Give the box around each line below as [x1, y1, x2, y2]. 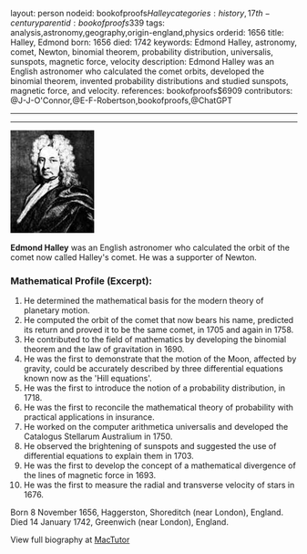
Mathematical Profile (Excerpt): [10, 274, 153, 287]
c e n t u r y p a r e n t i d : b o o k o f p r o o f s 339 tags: [10, 17, 165, 28]
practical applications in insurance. [23, 412, 156, 423]
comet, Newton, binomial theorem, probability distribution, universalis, [10, 47, 274, 57]
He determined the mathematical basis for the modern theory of [23, 296, 264, 307]
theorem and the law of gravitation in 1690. [23, 344, 185, 355]
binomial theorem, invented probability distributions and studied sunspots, [10, 76, 290, 86]
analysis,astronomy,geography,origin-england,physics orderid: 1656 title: [10, 27, 285, 37]
